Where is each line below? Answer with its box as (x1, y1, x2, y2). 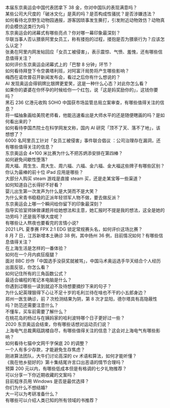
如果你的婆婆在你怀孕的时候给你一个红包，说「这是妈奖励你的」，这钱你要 (5, 87, 158, 93)
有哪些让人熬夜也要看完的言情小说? (5, 220, 79, 226)
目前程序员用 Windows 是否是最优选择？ (5, 378, 90, 384)
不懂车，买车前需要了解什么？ (5, 309, 67, 314)
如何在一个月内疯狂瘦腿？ (5, 251, 59, 257)
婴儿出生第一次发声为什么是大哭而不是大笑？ (5, 188, 99, 194)
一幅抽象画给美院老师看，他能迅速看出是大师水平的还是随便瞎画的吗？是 (9, 112, 160, 118)
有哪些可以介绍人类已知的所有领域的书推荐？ (5, 397, 99, 403)
